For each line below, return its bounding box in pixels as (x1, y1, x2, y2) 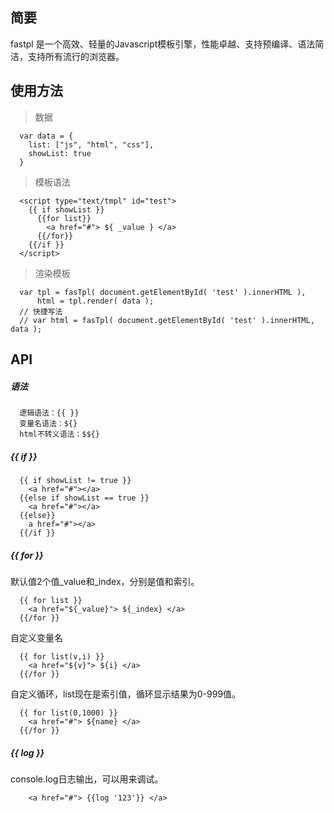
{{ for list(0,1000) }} (19, 708, 118, 718)
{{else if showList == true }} (19, 493, 150, 503)
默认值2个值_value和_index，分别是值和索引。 (10, 575, 200, 587)
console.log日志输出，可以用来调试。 (10, 773, 164, 785)
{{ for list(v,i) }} (19, 651, 105, 662)
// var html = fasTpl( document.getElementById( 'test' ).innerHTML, (19, 315, 315, 325)
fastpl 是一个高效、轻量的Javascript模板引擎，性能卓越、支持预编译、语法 (10, 38, 316, 50)
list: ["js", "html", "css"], (28, 139, 155, 150)
